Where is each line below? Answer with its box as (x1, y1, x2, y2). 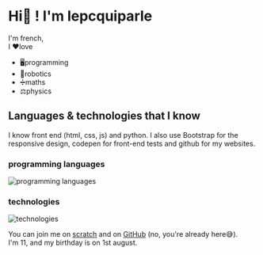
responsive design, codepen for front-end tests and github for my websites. (8, 139, 256, 148)
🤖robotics (19, 69, 51, 78)
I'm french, (8, 33, 44, 43)
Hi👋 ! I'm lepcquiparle (8, 7, 153, 25)
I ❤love (8, 41, 33, 51)
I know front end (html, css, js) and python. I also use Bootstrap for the (8, 130, 239, 139)
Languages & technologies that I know (8, 109, 200, 123)
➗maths (19, 77, 46, 86)
